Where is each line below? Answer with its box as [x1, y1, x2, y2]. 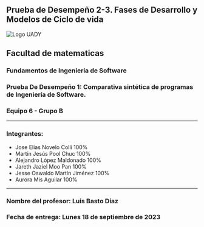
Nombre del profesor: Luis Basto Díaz [6, 197, 118, 205]
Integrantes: [6, 130, 44, 138]
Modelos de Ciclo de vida [6, 15, 104, 25]
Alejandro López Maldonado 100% [15, 156, 101, 164]
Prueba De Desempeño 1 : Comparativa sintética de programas [6, 83, 194, 91]
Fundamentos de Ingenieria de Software [6, 66, 127, 75]
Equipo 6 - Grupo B [6, 107, 64, 115]
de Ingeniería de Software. [6, 91, 86, 99]
